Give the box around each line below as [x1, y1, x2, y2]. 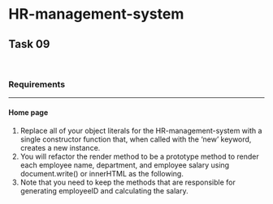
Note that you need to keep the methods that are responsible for [19, 177, 236, 187]
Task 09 [8, 37, 50, 51]
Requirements [8, 79, 66, 90]
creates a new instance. [19, 142, 101, 152]
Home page [8, 107, 49, 117]
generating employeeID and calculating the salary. [19, 185, 188, 195]
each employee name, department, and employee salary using [19, 159, 230, 170]
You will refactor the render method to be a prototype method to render [19, 151, 259, 161]
